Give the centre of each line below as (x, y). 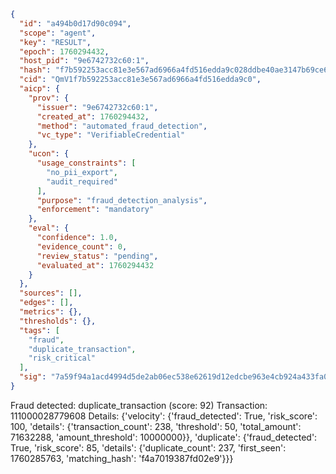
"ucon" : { (49, 154)
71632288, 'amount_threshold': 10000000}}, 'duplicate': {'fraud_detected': (164, 437)
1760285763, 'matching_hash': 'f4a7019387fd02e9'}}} (122, 458)
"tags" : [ (39, 330)
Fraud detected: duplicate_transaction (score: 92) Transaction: (139, 405)
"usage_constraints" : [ (86, 163)
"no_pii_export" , (82, 172)
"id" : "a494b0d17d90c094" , (75, 23)
